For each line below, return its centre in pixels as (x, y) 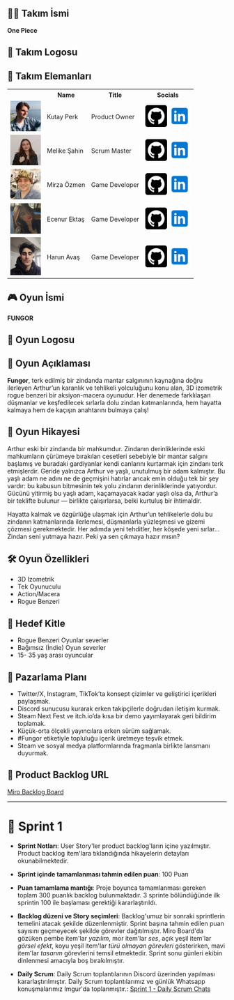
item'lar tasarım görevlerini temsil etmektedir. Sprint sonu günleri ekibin (120, 953)
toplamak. (32, 724)
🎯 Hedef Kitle (36, 623)
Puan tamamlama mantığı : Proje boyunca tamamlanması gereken (111, 888)
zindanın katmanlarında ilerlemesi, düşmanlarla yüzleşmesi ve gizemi (106, 522)
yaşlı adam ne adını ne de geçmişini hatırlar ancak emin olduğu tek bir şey (113, 478)
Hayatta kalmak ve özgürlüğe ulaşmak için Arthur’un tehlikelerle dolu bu (110, 514)
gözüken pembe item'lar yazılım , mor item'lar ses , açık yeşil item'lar (114, 938)
